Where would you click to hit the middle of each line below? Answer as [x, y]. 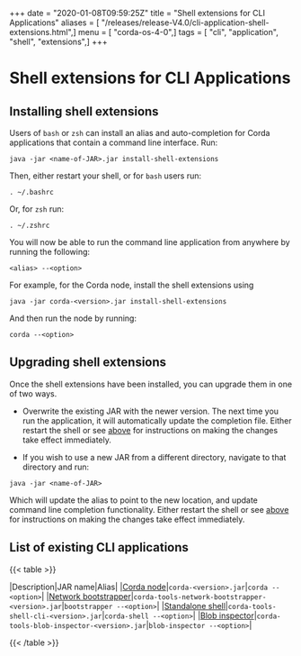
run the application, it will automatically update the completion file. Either [157, 420]
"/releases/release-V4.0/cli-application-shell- [185, 23]
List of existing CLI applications [99, 547]
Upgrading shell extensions [88, 363]
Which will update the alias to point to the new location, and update [134, 500]
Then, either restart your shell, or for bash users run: [106, 176]
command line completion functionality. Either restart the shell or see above [149, 509]
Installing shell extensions [84, 111]
